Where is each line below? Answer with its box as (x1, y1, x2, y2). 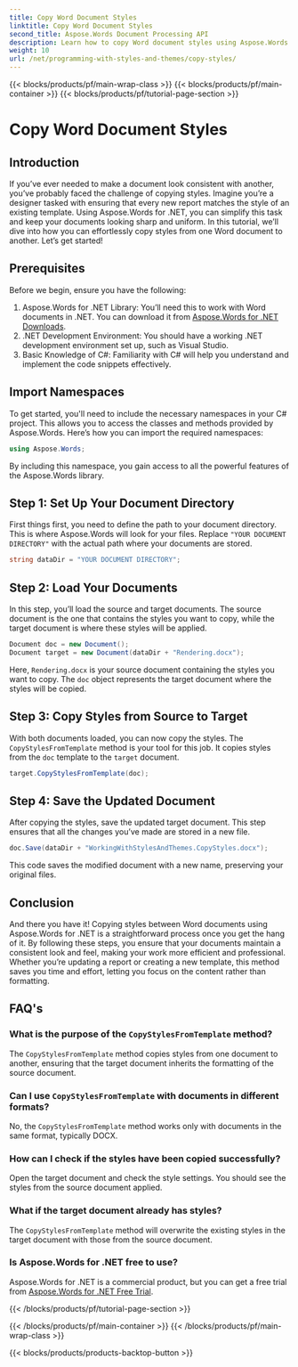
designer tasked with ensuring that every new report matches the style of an (9, 198, 290, 207)
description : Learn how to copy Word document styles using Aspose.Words (9, 37, 289, 47)
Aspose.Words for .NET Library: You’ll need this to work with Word (21, 302, 267, 313)
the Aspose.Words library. (9, 469, 105, 481)
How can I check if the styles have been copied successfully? (9, 1152, 281, 1165)
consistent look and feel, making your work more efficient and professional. (9, 947, 286, 957)
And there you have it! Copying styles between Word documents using (9, 918, 269, 929)
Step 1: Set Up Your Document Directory (9, 495, 235, 510)
